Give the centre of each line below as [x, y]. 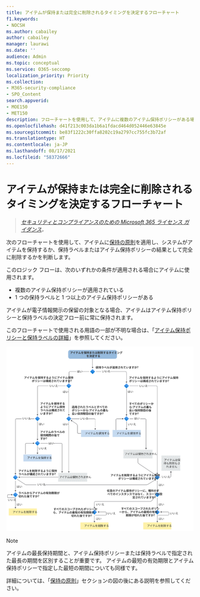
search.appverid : [28, 101]
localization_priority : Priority [48, 75]
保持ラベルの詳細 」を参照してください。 [76, 338]
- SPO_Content [24, 95]
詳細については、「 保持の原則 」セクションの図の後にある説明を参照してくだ [99, 580]
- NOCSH [16, 25]
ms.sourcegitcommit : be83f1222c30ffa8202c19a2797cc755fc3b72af [86, 132]
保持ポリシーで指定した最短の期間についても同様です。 [74, 568]
